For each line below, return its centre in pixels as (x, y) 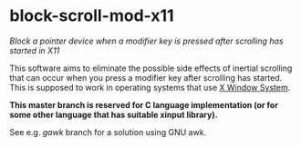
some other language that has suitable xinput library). (114, 114)
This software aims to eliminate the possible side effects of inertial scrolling (151, 68)
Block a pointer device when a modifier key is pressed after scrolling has (147, 41)
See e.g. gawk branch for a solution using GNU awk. (108, 132)
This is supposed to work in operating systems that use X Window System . (150, 87)
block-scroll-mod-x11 (92, 16)
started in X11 (35, 50)
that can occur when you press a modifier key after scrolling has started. (146, 77)
